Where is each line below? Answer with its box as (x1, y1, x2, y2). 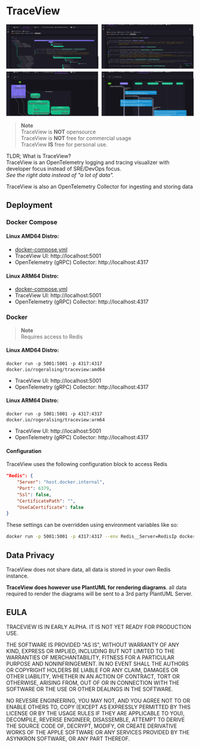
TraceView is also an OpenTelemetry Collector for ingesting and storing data (6, 183, 193, 190)
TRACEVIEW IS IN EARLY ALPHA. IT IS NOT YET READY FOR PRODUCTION (6, 623, 192, 630)
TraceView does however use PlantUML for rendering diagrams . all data (6, 583, 187, 591)
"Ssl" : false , (17, 492, 52, 498)
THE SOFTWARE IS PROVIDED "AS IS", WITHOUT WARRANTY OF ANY (6, 641, 180, 648)
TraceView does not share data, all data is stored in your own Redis (6, 566, 171, 573)
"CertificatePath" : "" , (17, 498, 76, 504)
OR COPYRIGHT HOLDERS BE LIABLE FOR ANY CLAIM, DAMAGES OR (6, 666, 179, 673)
